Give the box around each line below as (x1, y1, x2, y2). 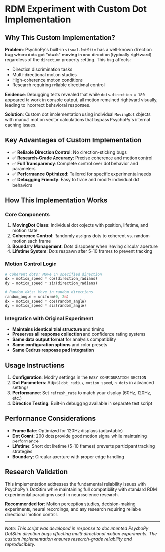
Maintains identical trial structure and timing (12, 326, 105, 332)
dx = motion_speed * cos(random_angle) (5, 299, 87, 304)
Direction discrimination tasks (12, 66, 73, 72)
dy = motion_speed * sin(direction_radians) (5, 281, 98, 286)
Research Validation (5, 468, 68, 476)
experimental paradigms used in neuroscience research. (5, 491, 119, 497)
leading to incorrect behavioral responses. (5, 102, 91, 108)
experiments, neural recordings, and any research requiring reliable (5, 506, 141, 512)
